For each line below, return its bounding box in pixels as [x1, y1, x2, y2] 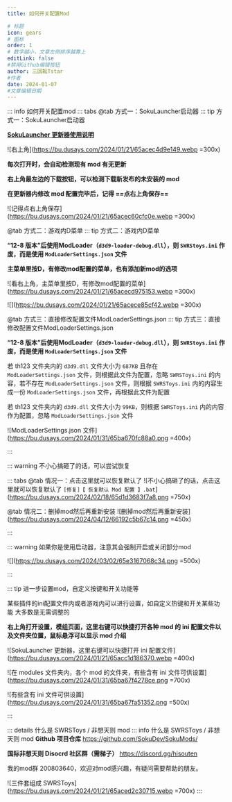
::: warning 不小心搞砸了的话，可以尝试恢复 [7, 462, 130, 470]
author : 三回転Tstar [7, 67, 64, 75]
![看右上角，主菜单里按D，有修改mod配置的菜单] [7, 279, 146, 288]
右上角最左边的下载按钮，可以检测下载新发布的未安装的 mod [7, 175, 180, 183]
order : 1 [7, 42, 33, 49]
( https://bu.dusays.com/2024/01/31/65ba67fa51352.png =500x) [7, 699, 190, 707]
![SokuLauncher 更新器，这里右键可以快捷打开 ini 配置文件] [7, 646, 176, 655]
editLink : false [7, 55, 54, 62]
